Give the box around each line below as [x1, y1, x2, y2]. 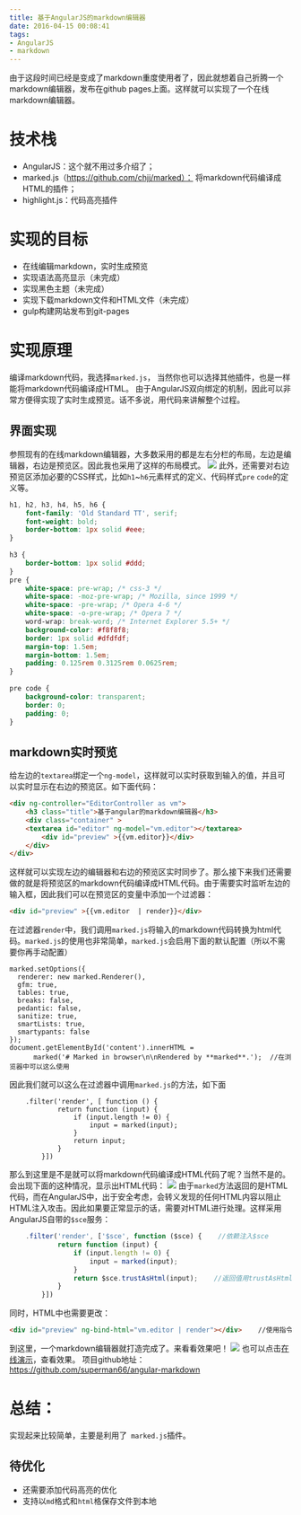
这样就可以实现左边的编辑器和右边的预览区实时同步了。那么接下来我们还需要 [9, 867, 292, 877]
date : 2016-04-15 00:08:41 [9, 22, 110, 31]
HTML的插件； [21, 183, 77, 194]
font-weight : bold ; [25, 517, 99, 526]
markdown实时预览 [9, 744, 118, 760]
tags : [9, 30, 30, 39]
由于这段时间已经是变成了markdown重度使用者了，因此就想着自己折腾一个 [9, 73, 284, 84]
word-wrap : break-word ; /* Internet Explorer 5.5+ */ [25, 617, 230, 626]
